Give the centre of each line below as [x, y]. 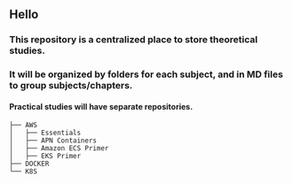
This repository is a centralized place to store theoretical [134, 40]
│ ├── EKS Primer [45, 156]
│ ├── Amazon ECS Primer [59, 149]
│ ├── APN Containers [53, 141]
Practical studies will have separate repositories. [101, 106]
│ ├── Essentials [45, 133]
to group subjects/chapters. [71, 86]
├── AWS [24, 126]
